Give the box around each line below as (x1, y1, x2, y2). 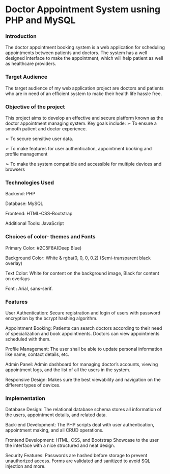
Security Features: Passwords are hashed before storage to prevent (5, 453, 148, 459)
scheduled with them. (5, 336, 51, 342)
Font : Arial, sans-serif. (5, 285, 53, 291)
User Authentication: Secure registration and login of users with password (5, 309, 161, 315)
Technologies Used (5, 179, 54, 186)
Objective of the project (5, 103, 65, 110)
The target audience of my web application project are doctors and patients (5, 85, 164, 91)
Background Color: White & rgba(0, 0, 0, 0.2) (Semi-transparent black (5, 255, 151, 261)
